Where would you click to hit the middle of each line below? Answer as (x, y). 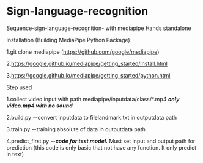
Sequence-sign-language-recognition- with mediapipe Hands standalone (99, 28)
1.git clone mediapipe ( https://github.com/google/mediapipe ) (83, 52)
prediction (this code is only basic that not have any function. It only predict (102, 147)
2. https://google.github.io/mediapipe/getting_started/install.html (87, 63)
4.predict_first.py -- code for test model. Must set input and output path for (101, 141)
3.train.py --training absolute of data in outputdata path (76, 129)
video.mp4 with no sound (40, 106)
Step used (19, 87)
